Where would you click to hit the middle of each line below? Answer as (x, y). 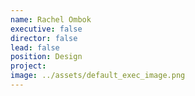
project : (28, 66)
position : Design (46, 57)
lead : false (35, 47)
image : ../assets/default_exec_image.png (98, 76)
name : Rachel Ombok (51, 19)
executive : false (46, 29)
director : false (44, 38)
